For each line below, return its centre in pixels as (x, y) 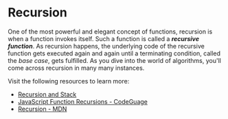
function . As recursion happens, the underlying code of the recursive (106, 46)
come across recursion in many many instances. (76, 68)
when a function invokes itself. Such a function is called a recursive (104, 38)
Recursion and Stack (47, 94)
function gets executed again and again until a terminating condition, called (114, 53)
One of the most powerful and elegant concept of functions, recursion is (110, 31)
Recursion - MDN (42, 109)
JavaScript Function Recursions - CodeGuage (83, 101)
